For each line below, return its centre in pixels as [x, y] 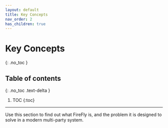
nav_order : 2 [19, 19]
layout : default [22, 10]
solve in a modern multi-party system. [44, 120]
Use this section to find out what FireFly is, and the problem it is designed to [83, 114]
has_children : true [25, 24]
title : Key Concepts [27, 15]
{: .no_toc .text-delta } [28, 90]
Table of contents [33, 78]
